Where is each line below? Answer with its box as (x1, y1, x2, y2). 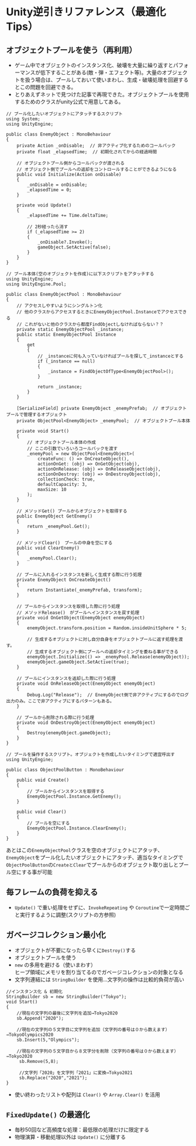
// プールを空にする (27, 820, 70, 826)
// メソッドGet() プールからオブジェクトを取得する (16, 508, 128, 514)
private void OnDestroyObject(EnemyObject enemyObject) (16, 720, 156, 726)
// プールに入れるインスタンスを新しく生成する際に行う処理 (16, 572, 142, 578)
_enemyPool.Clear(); (27, 555, 77, 561)
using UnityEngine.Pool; (6, 281, 67, 287)
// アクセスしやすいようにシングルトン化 (16, 303, 103, 309)
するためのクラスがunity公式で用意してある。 (14, 98, 124, 105)
